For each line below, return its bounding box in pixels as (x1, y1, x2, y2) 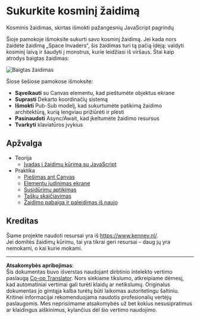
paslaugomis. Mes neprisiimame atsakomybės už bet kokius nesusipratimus (6, 300, 192, 307)
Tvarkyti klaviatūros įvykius (14, 121, 83, 128)
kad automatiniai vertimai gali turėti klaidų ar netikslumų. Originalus (6, 281, 171, 288)
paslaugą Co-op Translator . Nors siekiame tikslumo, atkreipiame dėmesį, (6, 274, 185, 281)
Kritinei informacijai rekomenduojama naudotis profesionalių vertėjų (6, 293, 172, 300)
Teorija (14, 154, 32, 161)
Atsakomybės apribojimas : (6, 262, 74, 269)
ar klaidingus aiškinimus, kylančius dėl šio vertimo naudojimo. (6, 306, 158, 313)
